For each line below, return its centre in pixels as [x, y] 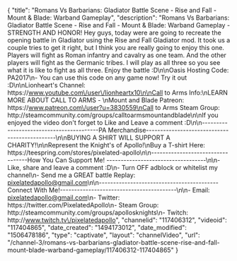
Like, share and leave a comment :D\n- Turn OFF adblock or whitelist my [112, 168]
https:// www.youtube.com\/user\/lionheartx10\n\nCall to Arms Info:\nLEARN [118, 92]
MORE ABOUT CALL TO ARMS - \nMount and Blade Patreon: [96, 100]
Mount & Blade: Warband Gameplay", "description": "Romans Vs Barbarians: [118, 18]
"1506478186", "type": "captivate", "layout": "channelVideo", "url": [104, 235]
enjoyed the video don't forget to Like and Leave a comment [95, 122]
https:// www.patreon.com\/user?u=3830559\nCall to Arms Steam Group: [114, 108]
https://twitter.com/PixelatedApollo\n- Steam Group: [83, 205]
